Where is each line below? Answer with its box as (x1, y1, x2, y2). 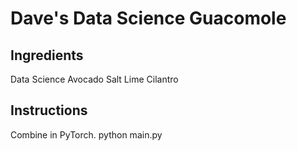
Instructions (10, 102, 88, 119)
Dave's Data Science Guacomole (10, 7, 287, 30)
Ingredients (10, 47, 84, 64)
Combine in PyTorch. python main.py (10, 128, 163, 141)
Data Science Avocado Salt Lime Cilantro (10, 73, 179, 85)
